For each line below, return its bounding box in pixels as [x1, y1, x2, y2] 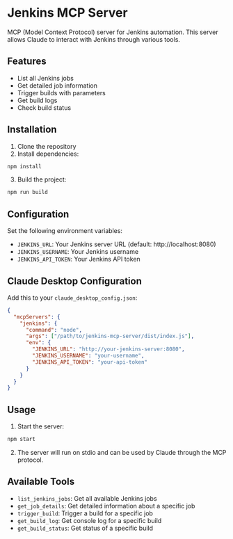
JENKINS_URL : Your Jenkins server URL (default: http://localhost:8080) [17, 240, 217, 248]
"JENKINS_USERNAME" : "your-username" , [32, 353, 145, 360]
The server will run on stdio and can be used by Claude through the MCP [17, 449, 227, 456]
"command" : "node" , [25, 326, 82, 333]
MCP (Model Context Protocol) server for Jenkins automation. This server [7, 28, 218, 36]
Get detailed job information [17, 81, 97, 90]
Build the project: [17, 175, 67, 184]
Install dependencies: [17, 150, 79, 158]
